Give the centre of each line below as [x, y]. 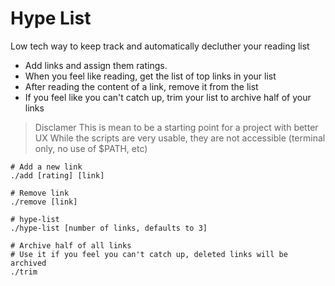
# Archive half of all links [71, 245]
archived [28, 263]
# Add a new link [46, 167]
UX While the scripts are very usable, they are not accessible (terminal [180, 138]
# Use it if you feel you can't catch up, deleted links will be [149, 254]
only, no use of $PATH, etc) [91, 148]
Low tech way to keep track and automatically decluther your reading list [160, 46]
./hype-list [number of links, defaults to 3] [109, 228]
